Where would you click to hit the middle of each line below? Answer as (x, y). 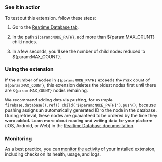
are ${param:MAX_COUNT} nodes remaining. (47, 90)
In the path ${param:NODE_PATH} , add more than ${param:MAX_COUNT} (83, 37)
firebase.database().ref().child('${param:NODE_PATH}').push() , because (81, 105)
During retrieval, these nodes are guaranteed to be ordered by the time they (81, 115)
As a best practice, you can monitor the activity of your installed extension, (80, 149)
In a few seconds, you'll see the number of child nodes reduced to (79, 51)
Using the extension (29, 69)
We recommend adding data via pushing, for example (59, 100)
